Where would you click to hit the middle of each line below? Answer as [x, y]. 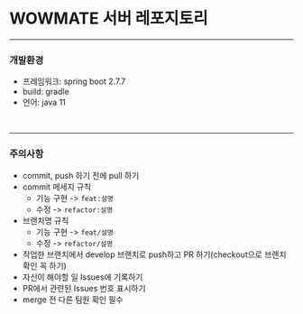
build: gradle [46, 92]
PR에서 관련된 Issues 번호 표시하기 [84, 288]
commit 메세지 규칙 [57, 187]
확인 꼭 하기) [45, 265]
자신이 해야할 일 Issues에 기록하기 [83, 277]
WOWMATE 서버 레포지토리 [109, 18]
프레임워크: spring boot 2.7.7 [74, 81]
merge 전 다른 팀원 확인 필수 [73, 300]
